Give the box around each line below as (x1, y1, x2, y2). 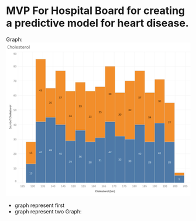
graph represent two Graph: (14, 208, 82, 215)
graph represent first (14, 202, 65, 209)
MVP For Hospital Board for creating (6, 4, 185, 18)
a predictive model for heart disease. (6, 16, 189, 30)
